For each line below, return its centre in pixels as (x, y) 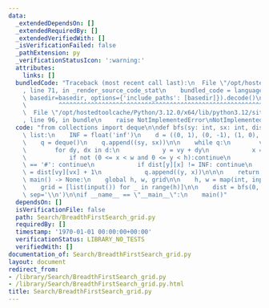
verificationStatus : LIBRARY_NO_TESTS (80, 240)
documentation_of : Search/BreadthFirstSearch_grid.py (100, 254)
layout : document (37, 261)
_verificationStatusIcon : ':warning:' (80, 61)
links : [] (39, 75)
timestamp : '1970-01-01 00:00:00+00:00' (84, 232)
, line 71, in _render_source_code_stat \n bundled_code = (126, 90)
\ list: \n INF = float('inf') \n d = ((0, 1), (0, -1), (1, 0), (141, 135)
